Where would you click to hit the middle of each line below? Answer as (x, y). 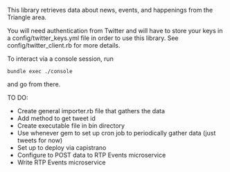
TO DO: (18, 97)
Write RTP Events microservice (61, 162)
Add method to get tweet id (56, 118)
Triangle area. (27, 17)
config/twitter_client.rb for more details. (64, 45)
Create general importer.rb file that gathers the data (91, 111)
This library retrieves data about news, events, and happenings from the (110, 10)
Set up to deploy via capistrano (62, 147)
